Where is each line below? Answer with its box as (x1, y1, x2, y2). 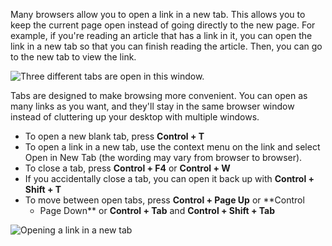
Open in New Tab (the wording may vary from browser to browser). (24, 152, 303, 163)
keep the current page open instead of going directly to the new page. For (10, 19, 316, 31)
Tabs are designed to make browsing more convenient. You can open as (10, 90, 308, 101)
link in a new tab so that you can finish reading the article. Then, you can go (10, 40, 323, 52)
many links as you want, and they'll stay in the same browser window (10, 100, 295, 112)
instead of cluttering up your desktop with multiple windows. (10, 111, 260, 123)
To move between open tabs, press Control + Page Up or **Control (24, 194, 305, 206)
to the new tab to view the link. (10, 51, 137, 63)
